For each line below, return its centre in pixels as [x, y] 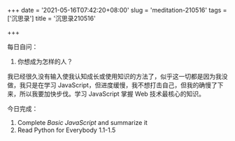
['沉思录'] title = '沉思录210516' [51, 18]
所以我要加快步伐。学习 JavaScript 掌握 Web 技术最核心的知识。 [112, 94]
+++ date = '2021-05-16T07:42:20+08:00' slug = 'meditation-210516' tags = [117, 10]
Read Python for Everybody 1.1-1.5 [66, 130]
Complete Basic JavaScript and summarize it [83, 123]
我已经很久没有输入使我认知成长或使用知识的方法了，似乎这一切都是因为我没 [117, 76]
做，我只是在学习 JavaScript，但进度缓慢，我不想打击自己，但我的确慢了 [113, 85]
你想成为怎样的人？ [45, 61]
